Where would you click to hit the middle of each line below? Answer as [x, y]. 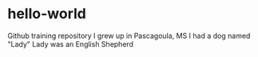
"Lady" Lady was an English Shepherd [70, 44]
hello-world [47, 14]
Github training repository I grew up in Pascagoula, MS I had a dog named [129, 36]
